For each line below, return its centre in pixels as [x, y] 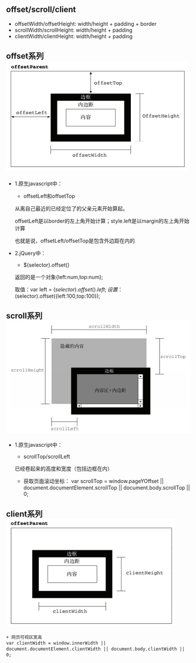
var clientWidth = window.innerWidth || [56, 643]
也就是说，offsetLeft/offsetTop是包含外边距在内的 [75, 240]
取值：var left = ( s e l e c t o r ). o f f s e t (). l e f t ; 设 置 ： [69, 289]
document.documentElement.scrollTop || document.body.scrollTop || [107, 488]
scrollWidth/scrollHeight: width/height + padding [74, 30]
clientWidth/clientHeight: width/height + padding [74, 36]
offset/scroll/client [41, 10]
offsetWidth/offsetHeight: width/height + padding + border [86, 23]
